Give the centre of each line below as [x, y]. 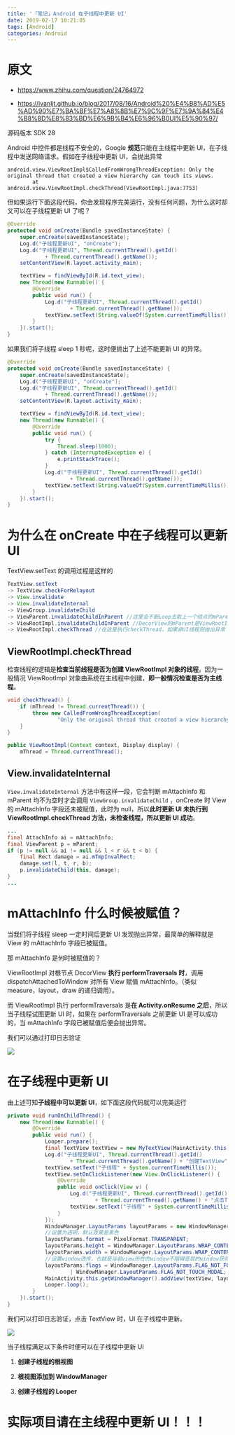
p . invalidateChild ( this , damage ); [70, 870]
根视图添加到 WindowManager [62, 1376]
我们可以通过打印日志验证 [44, 1037]
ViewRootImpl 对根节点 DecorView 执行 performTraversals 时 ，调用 [105, 973]
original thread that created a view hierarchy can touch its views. [111, 176]
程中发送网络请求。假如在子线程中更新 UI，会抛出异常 [85, 157]
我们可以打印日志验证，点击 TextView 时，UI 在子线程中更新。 [97, 1319]
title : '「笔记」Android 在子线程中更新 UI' [67, 14]
